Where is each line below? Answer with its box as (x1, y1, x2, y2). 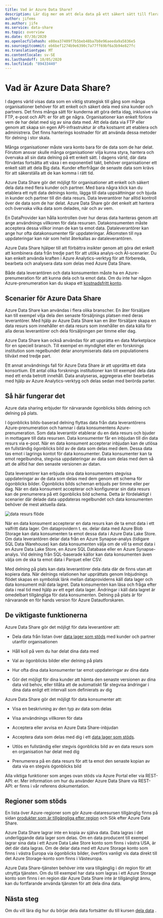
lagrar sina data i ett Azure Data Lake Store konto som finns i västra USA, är (5, 840, 156, 846)
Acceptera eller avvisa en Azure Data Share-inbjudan (12, 724, 119, 731)
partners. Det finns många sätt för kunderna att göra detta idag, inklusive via (5, 109, 158, 115)
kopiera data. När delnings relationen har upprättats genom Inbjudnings (5, 571, 148, 577)
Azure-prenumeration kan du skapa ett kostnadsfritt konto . (5, 281, 123, 286)
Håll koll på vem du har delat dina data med (12, 648, 99, 654)
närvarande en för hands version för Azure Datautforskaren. (5, 597, 125, 603)
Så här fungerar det (5, 392, 65, 400)
